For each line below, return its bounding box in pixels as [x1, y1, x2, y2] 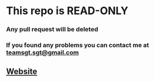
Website [6, 67, 37, 77]
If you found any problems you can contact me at [6, 41, 149, 50]
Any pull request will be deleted [6, 25, 98, 34]
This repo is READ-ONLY [6, 4, 128, 18]
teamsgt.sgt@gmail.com [6, 48, 79, 57]
